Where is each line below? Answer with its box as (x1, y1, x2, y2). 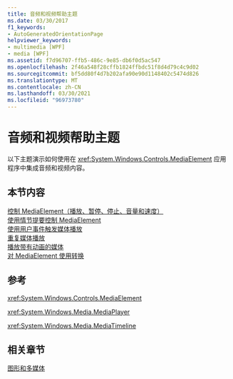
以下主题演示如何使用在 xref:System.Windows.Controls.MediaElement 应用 (7, 154, 227, 163)
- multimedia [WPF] (7, 44, 66, 51)
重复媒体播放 (7, 233, 45, 242)
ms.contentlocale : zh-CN (7, 84, 81, 91)
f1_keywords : (7, 24, 46, 31)
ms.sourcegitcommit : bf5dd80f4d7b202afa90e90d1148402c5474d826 (7, 70, 200, 77)
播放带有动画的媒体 (7, 242, 64, 251)
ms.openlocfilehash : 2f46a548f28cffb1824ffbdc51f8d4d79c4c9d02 (7, 64, 200, 71)
